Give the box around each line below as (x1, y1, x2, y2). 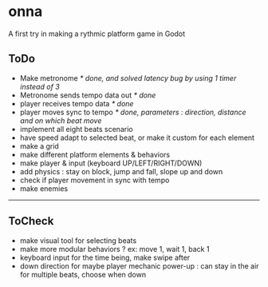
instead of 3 (19, 82, 60, 91)
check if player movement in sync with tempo (19, 175, 170, 185)
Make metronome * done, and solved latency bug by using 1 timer (19, 73, 237, 82)
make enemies (19, 183, 69, 193)
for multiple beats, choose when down (19, 269, 146, 279)
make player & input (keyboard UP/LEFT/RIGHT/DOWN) (19, 158, 203, 168)
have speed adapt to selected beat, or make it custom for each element (19, 133, 255, 142)
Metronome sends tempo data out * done (19, 90, 156, 100)
